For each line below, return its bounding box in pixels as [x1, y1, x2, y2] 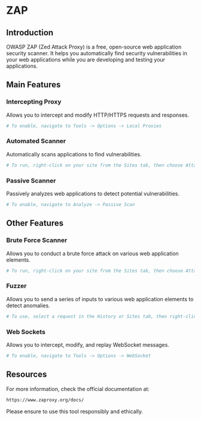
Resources [6, 369, 47, 380]
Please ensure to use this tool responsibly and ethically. [6, 408, 144, 415]
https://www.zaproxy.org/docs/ [6, 396, 84, 403]
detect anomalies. [6, 302, 50, 309]
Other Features [6, 218, 64, 228]
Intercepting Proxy [6, 98, 62, 106]
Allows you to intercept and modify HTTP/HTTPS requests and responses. [6, 111, 190, 119]
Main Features [6, 80, 61, 90]
